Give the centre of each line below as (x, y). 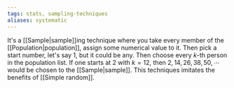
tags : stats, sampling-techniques (58, 14)
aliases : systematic (37, 20)
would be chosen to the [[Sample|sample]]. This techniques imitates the (111, 70)
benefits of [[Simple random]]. (51, 77)
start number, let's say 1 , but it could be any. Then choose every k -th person (117, 55)
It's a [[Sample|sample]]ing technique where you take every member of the (116, 40)
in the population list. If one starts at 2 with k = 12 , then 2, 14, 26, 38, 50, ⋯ (114, 62)
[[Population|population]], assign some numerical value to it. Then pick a (112, 47)
